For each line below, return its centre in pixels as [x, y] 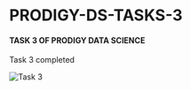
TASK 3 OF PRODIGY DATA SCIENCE [77, 40]
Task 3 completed [42, 60]
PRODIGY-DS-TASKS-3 [96, 15]
